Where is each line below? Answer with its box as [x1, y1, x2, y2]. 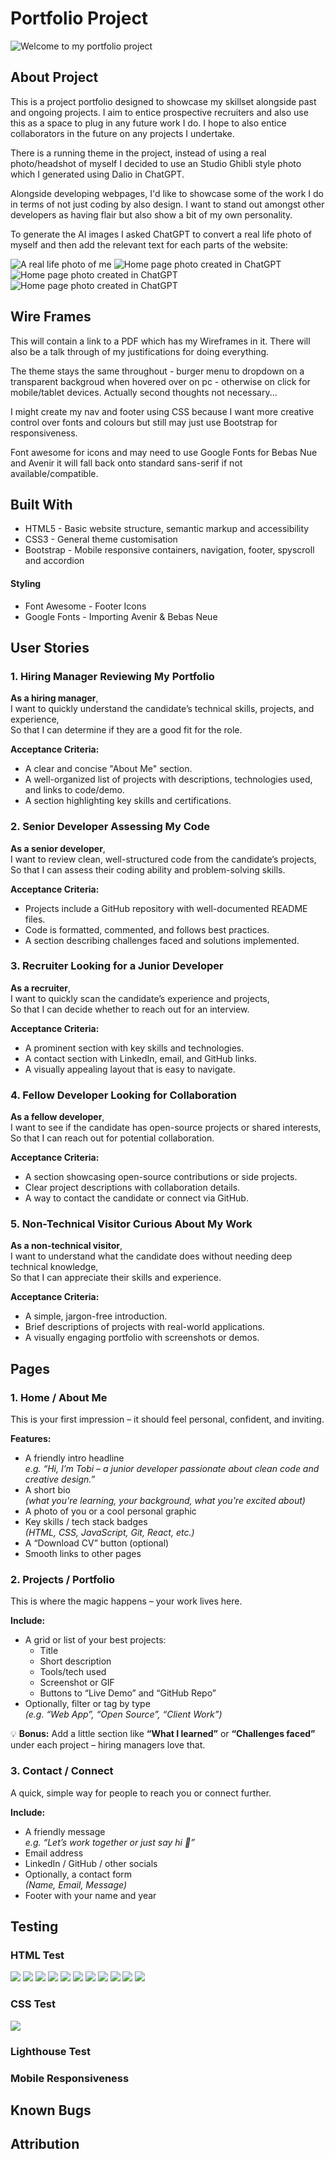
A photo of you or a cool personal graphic [24, 1505, 197, 1517]
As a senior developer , [10, 842, 106, 854]
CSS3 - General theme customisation [24, 533, 178, 546]
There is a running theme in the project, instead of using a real [10, 147, 267, 159]
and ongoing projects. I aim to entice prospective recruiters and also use [10, 106, 309, 118]
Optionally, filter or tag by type [24, 1698, 151, 1710]
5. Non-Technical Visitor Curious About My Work [10, 1217, 253, 1231]
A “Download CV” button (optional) [24, 1537, 170, 1549]
